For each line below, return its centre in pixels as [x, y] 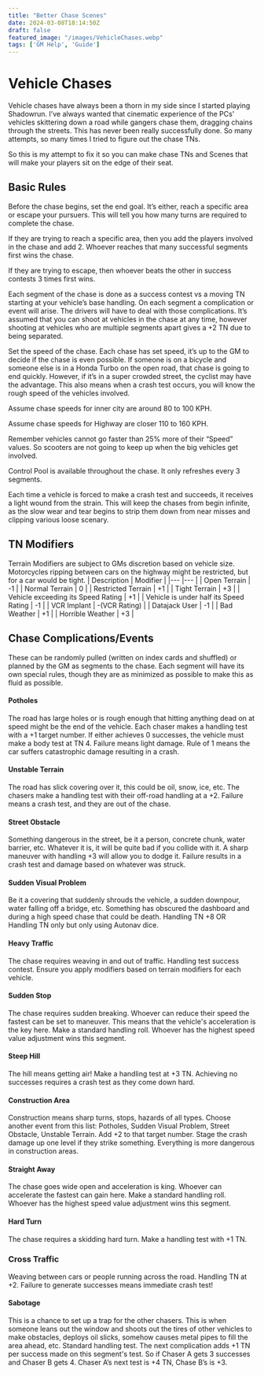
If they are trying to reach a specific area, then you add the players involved [131, 238]
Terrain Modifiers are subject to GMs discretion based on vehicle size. [121, 563]
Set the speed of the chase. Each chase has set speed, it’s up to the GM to [129, 351]
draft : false [29, 30]
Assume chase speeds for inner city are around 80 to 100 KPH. [110, 408]
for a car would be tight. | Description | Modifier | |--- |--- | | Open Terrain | [130, 580]
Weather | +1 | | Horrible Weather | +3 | [71, 613]
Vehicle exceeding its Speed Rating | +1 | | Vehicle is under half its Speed [126, 596]
